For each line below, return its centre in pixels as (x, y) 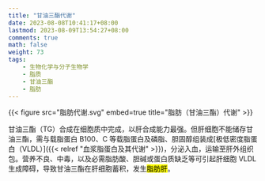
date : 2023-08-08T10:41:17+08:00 (63, 23)
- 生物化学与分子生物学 (55, 67)
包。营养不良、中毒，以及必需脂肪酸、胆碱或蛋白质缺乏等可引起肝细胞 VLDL (132, 159)
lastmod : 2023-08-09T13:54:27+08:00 (68, 30)
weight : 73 (26, 52)
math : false (28, 45)
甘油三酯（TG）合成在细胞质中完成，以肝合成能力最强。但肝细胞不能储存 (127, 129)
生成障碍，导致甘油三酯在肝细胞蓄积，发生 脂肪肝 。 (91, 169)
